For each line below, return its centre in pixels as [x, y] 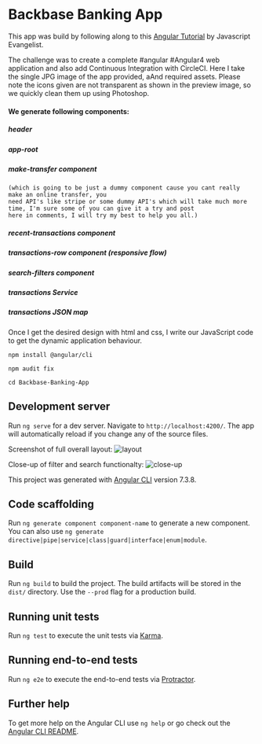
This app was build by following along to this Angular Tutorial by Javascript [129, 36]
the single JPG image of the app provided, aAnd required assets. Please [124, 76]
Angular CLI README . [44, 731]
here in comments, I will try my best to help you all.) [103, 215]
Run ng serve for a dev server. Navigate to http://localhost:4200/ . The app [131, 425]
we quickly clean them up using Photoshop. [79, 93]
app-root [23, 149]
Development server [59, 407]
